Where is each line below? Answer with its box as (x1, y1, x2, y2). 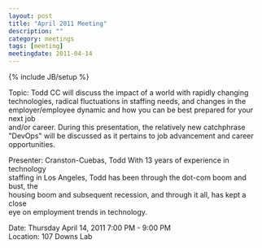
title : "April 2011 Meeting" (8, 20, 107, 28)
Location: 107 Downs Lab (8, 232, 93, 241)
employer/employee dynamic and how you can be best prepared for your (8, 105, 254, 115)
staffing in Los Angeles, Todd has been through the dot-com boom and (8, 172, 247, 182)
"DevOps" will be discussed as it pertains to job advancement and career (8, 131, 254, 141)
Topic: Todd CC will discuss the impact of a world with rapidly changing (8, 88, 249, 98)
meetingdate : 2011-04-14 (8, 50, 93, 58)
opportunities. (8, 140, 55, 149)
